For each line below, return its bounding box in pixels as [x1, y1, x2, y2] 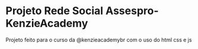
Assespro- [105, 4, 159, 18]
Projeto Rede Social [5, 4, 104, 18]
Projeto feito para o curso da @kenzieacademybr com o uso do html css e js [5, 36, 192, 43]
